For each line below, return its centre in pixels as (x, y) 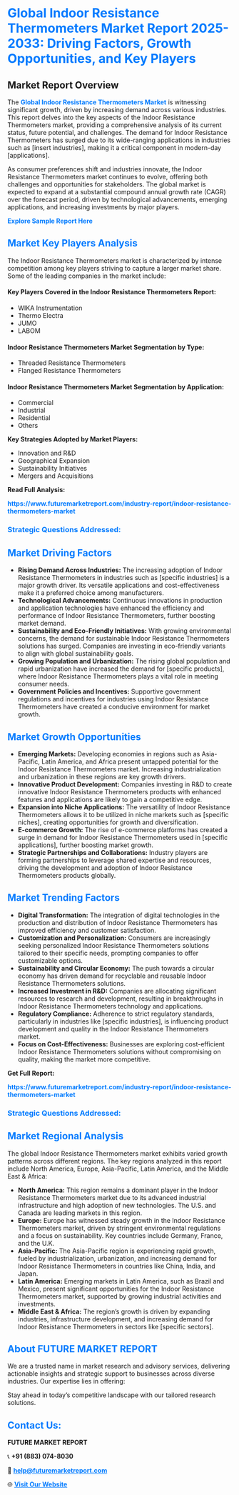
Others (28, 426)
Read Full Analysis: (36, 490)
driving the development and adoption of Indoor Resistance (105, 867)
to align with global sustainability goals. (76, 654)
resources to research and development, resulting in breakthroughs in (120, 999)
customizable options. (50, 960)
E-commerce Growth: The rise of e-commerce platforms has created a (123, 829)
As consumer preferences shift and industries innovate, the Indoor (105, 169)
